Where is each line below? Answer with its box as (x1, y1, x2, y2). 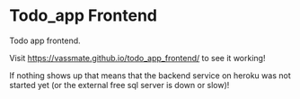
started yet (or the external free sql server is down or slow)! (9, 79, 230, 90)
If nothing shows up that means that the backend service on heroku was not (9, 69, 291, 81)
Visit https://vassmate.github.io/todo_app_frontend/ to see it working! (9, 52, 266, 63)
